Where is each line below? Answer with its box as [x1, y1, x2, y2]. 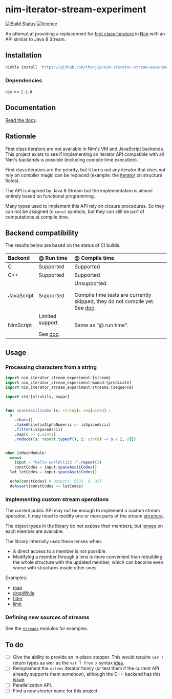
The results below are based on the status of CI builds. [5, 242, 121, 248]
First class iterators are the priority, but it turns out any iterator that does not [5, 166, 166, 173]
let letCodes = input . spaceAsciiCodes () [10, 470, 97, 475]
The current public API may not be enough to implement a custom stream [5, 508, 160, 514]
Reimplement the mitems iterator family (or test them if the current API [12, 665, 160, 672]
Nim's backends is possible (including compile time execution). [5, 156, 138, 163]
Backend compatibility [5, 228, 79, 237]
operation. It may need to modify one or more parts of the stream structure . [5, 513, 165, 519]
